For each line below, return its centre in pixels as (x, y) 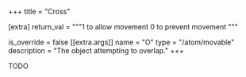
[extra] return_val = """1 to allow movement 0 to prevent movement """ (123, 27)
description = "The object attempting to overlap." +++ (96, 50)
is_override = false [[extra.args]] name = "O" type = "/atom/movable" (121, 42)
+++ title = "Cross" (39, 12)
